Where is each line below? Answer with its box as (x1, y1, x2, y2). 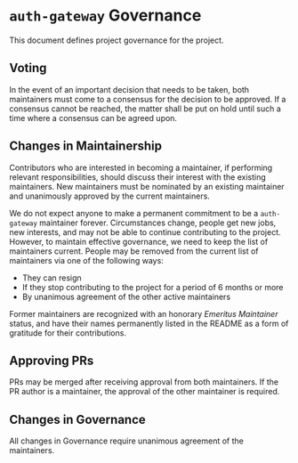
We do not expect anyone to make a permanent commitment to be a (9, 207, 259, 218)
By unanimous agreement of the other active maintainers (21, 291, 231, 302)
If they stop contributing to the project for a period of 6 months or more (21, 281, 284, 292)
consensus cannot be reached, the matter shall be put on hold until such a (9, 103, 282, 114)
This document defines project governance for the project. (9, 35, 224, 45)
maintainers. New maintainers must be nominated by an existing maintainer (9, 181, 285, 191)
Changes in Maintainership (9, 139, 163, 154)
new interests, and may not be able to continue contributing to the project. (9, 226, 282, 237)
